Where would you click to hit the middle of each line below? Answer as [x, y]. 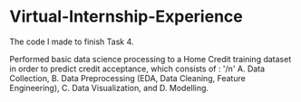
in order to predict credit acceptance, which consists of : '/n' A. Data [137, 69]
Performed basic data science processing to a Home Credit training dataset [150, 59]
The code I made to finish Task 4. [72, 42]
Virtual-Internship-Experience [126, 17]
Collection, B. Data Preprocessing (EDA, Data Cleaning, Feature [128, 78]
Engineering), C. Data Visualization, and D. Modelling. [109, 88]
